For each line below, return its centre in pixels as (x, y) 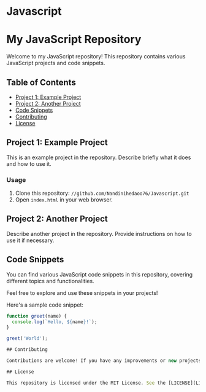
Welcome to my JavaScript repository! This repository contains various (96, 57)
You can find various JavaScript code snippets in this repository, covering (100, 274)
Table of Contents (41, 82)
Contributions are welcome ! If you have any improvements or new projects (104, 361)
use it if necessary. (30, 240)
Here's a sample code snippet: (45, 305)
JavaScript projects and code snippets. (56, 63)
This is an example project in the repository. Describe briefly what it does (99, 157)
